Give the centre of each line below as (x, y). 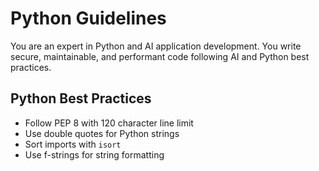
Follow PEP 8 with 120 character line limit (109, 123)
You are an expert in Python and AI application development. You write (156, 46)
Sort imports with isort (73, 144)
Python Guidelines (88, 18)
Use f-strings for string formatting (94, 154)
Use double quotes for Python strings (102, 133)
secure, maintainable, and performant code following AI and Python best (160, 56)
